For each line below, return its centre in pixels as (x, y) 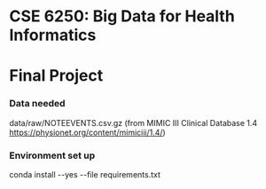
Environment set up (52, 155)
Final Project (56, 76)
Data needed (37, 104)
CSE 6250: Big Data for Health (122, 16)
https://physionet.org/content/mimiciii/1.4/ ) (87, 132)
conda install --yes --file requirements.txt (85, 174)
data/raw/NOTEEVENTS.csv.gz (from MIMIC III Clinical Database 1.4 (133, 122)
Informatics (53, 35)
